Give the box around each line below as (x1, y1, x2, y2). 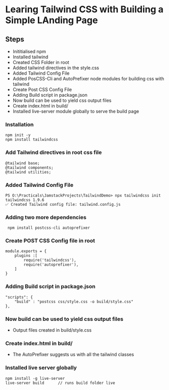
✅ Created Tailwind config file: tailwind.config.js (5, 202, 121, 207)
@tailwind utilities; (5, 169, 52, 175)
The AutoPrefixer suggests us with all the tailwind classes (12, 352, 134, 358)
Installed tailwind (12, 54, 49, 60)
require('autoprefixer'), (23, 262, 79, 267)
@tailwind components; (5, 165, 54, 170)
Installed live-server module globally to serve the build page (12, 109, 139, 114)
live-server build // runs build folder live (5, 380, 115, 385)
